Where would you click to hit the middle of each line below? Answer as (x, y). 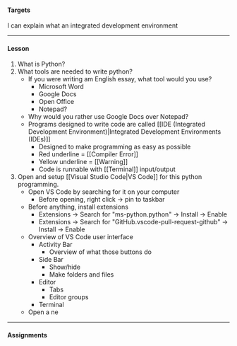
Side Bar (51, 260)
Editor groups (69, 297)
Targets (19, 10)
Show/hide (65, 267)
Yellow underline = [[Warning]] (83, 162)
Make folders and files (81, 275)
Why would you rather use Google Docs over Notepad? (108, 117)
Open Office (56, 102)
